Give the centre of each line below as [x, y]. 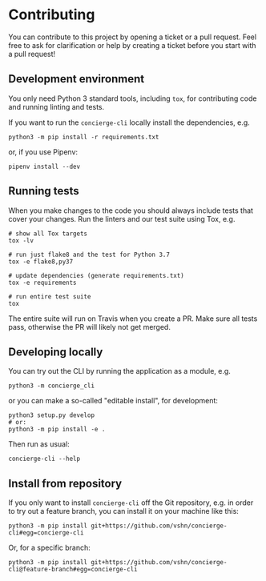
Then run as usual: [39, 444]
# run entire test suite [50, 297]
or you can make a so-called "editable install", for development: [113, 401]
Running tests [44, 191]
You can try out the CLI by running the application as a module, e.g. [119, 371]
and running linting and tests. [56, 106]
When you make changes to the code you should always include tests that [131, 210]
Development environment [77, 79]
